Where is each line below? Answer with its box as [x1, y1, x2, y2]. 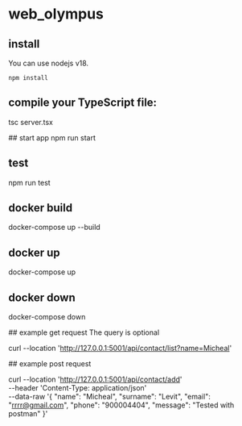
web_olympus [8, 5, 105, 23]
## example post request [8, 359, 92, 369]
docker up [8, 245, 60, 259]
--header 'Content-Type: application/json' [8, 383, 147, 393]
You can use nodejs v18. [8, 58, 89, 68]
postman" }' [8, 409, 48, 419]
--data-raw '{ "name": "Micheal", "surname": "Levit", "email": [8, 392, 211, 402]
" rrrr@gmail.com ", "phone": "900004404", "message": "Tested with [8, 400, 235, 410]
